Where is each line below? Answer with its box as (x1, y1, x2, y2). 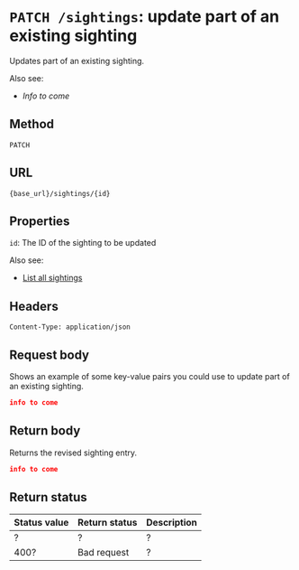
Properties (9, 213, 70, 229)
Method (9, 117, 55, 132)
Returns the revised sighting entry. (9, 447, 138, 458)
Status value (14, 517, 69, 529)
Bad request (77, 547, 130, 559)
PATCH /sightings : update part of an (9, 6, 280, 27)
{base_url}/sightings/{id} (9, 189, 111, 198)
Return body (9, 423, 81, 439)
